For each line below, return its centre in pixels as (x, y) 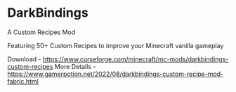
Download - (24, 59)
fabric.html (23, 81)
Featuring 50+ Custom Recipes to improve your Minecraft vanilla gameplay (116, 45)
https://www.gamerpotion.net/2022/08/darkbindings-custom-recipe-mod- (116, 74)
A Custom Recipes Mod (41, 32)
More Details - (75, 66)
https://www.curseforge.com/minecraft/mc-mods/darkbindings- (136, 59)
